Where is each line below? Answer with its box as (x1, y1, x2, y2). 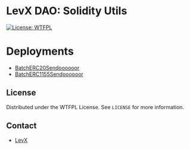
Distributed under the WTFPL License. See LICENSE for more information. (6, 103, 185, 110)
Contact (6, 121, 37, 131)
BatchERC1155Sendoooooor (14, 70, 83, 78)
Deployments (6, 45, 74, 58)
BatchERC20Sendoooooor (14, 64, 80, 71)
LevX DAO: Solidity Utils (6, 4, 127, 18)
